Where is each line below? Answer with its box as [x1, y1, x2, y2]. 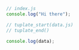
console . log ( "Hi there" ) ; [6, 11, 71, 17]
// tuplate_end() [6, 27, 50, 33]
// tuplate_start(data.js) [6, 21, 74, 28]
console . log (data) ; [6, 38, 55, 44]
